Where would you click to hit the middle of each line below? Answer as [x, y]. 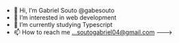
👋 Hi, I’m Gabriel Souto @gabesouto [64, 10]
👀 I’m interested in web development [65, 17]
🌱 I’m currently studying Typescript [63, 25]
